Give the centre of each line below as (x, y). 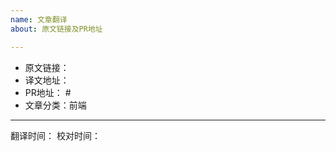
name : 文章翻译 (39, 19)
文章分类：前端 (55, 105)
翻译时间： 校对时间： (55, 135)
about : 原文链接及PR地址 (56, 29)
